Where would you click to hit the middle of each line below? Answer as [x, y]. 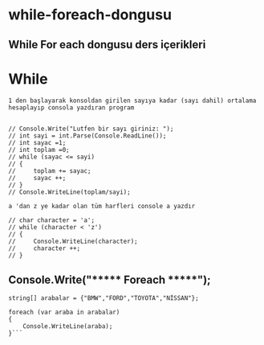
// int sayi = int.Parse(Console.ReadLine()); [87, 136]
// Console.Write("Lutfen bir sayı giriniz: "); [91, 129]
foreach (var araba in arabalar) [64, 312]
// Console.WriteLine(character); [73, 241]
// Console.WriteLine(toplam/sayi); [69, 192]
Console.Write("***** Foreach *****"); [110, 279]
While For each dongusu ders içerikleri [107, 45]
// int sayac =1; [37, 142]
